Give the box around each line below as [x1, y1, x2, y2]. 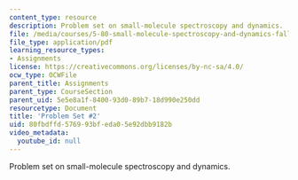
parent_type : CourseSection [9, 87, 114, 96]
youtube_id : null [17, 137, 82, 145]
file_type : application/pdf [9, 37, 114, 47]
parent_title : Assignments [9, 79, 109, 88]
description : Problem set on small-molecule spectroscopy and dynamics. [9, 21, 284, 30]
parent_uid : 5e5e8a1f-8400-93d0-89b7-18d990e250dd [9, 95, 200, 105]
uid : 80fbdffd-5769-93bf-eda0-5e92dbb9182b [9, 121, 173, 129]
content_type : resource [9, 12, 98, 22]
